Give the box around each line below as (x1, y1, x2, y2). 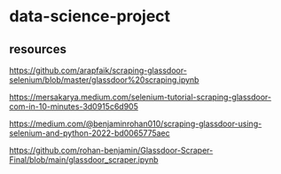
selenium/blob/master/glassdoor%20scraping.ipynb (9, 75, 199, 85)
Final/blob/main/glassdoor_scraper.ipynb (9, 154, 159, 165)
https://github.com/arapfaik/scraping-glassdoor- (9, 65, 188, 75)
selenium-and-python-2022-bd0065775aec (9, 128, 170, 138)
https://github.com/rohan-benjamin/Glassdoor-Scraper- (9, 145, 214, 155)
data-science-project (9, 6, 171, 27)
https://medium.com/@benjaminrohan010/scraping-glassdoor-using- (9, 118, 262, 129)
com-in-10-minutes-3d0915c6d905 (9, 101, 139, 112)
